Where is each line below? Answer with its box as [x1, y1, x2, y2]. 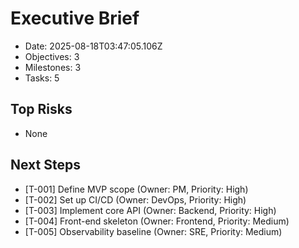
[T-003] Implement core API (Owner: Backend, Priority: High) [24, 204, 277, 216]
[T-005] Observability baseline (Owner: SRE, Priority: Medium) [24, 225, 283, 237]
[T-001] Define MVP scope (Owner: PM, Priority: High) [24, 183, 249, 195]
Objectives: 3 [24, 50, 80, 62]
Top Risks [10, 101, 73, 118]
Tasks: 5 [24, 72, 60, 84]
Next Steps [10, 157, 81, 174]
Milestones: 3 [24, 61, 82, 73]
